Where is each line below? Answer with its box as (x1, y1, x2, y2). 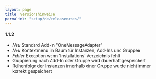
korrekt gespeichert (12, 68, 52, 74)
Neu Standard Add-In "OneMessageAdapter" (12, 42, 103, 48)
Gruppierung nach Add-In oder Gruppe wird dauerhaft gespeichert (12, 58, 146, 63)
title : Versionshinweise (5, 12, 55, 17)
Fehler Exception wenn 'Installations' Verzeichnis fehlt (12, 52, 121, 59)
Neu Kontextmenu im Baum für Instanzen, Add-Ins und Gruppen (12, 47, 140, 53)
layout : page (5, 7, 32, 12)
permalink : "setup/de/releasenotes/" (5, 16, 82, 21)
